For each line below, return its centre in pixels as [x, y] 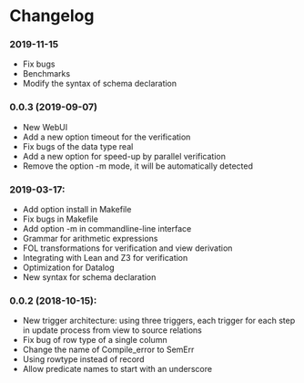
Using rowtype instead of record [83, 359]
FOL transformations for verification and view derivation [127, 248]
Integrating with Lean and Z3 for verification [105, 258]
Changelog [52, 16]
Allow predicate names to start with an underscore [117, 369]
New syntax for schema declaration [89, 277]
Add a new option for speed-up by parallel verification [124, 156]
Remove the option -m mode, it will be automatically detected [137, 166]
